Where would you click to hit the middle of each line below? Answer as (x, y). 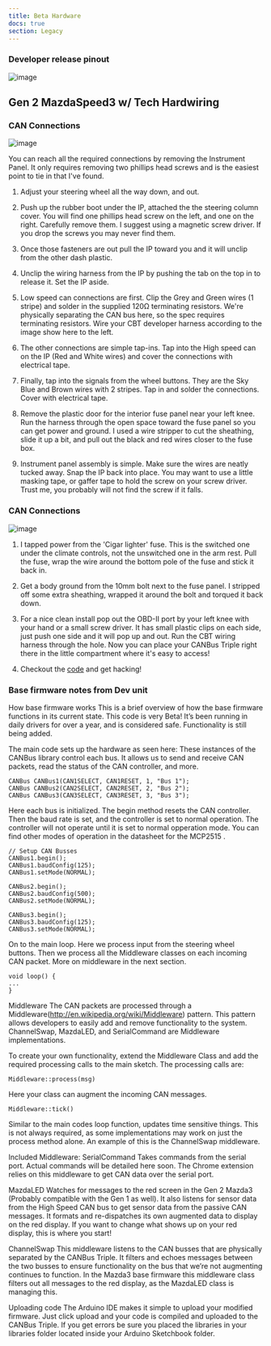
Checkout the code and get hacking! (81, 669)
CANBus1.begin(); (38, 858)
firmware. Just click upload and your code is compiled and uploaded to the (133, 1316)
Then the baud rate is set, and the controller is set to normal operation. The (133, 819)
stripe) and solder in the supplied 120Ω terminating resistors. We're (132, 306)
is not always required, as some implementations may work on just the (125, 1133)
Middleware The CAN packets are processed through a (100, 1005)
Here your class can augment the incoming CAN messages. (108, 1094)
